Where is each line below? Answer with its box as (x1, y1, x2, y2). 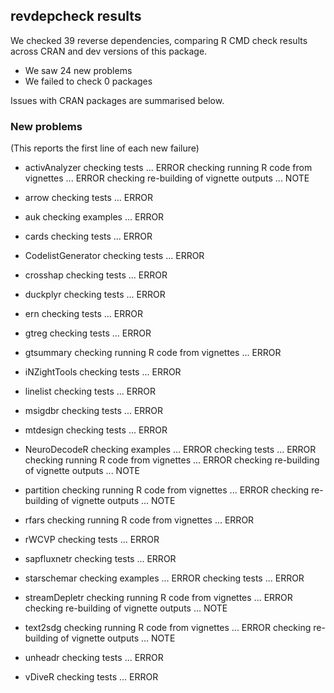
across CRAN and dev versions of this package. (10, 45, 208, 57)
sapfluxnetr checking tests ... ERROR (24, 553, 177, 565)
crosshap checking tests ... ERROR (24, 269, 168, 281)
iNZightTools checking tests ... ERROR (24, 366, 182, 378)
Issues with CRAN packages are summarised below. (10, 94, 225, 106)
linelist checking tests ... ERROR (24, 385, 156, 398)
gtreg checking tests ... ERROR (24, 327, 152, 339)
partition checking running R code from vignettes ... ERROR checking (24, 484, 310, 496)
